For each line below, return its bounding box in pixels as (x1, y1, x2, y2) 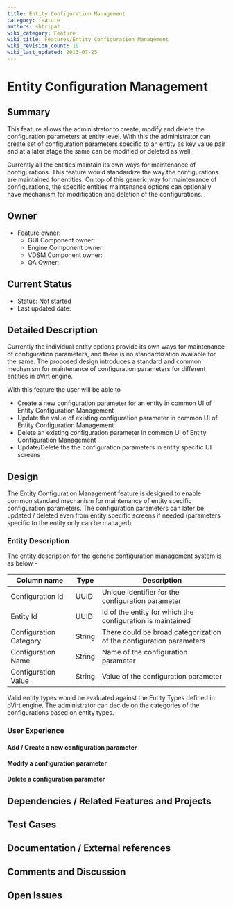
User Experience (7, 726, 64, 736)
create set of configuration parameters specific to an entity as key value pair (7, 140, 226, 148)
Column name (16, 576, 64, 586)
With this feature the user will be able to (7, 386, 121, 394)
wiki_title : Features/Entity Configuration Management (7, 36, 169, 43)
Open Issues (7, 890, 62, 902)
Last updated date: (17, 304, 71, 313)
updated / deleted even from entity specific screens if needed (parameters (7, 511, 221, 520)
